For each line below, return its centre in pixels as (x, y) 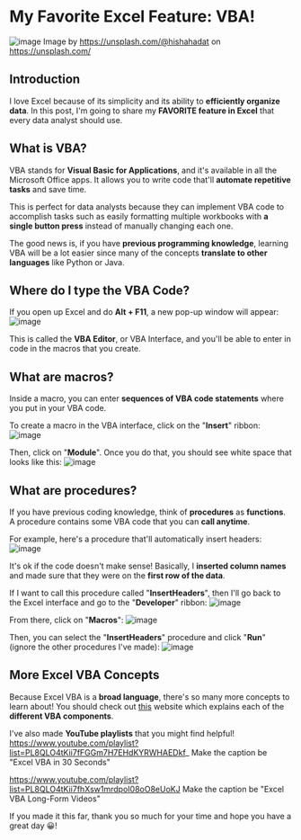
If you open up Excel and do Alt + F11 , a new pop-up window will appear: (144, 312)
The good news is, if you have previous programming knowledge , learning (149, 243)
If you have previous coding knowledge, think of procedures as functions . (147, 512)
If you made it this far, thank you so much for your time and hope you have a (150, 816)
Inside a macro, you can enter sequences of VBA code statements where (147, 398)
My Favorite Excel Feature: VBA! (133, 17)
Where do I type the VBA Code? (100, 290)
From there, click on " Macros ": (66, 620)
